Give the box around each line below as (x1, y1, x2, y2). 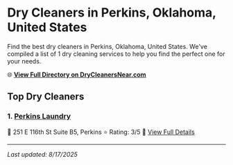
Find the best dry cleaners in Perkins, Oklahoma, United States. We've (7, 42, 208, 50)
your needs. (7, 57, 42, 65)
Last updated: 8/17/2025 (7, 150, 78, 158)
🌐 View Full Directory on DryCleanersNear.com (7, 70, 147, 79)
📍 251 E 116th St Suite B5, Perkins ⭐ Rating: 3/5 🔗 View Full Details (7, 128, 196, 136)
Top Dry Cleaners (7, 91, 85, 103)
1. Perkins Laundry (7, 112, 71, 122)
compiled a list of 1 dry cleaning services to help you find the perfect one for (7, 50, 225, 58)
